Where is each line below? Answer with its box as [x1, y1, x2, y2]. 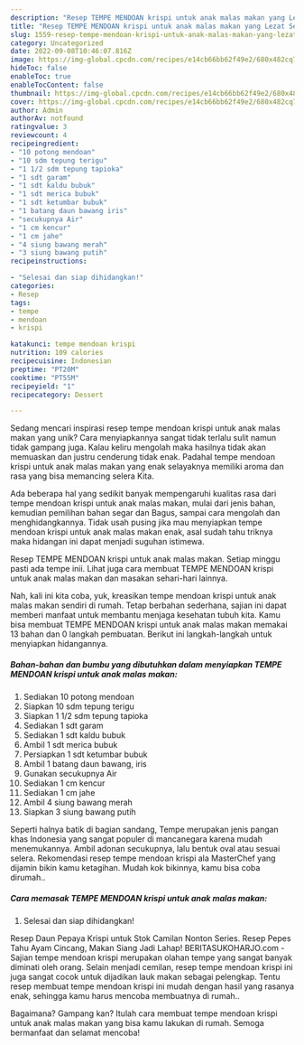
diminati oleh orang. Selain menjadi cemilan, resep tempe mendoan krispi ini [10, 962, 293, 973]
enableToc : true [10, 72, 71, 81]
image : [10, 55, 35, 64]
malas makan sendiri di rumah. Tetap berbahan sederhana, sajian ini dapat [10, 600, 287, 611]
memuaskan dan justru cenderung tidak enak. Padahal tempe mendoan [10, 452, 276, 462]
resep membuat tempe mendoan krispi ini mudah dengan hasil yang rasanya [10, 981, 295, 992]
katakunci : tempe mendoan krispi [10, 340, 136, 349]
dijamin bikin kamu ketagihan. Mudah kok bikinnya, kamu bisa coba [10, 863, 261, 873]
